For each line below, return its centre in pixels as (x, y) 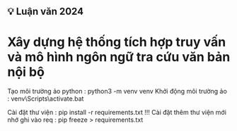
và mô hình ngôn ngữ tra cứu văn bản (119, 57)
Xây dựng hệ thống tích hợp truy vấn (117, 42)
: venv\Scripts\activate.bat (46, 99)
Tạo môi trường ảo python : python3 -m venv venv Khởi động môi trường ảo (117, 92)
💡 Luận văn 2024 (45, 12)
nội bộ (26, 71)
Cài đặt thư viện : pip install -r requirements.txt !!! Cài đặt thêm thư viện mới (117, 113)
